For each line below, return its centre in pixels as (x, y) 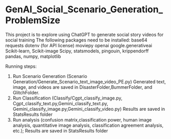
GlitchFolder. (26, 92)
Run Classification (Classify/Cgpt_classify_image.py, (67, 98)
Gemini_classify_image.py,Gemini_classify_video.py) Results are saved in (89, 109)
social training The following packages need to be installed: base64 (76, 40)
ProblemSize (33, 20)
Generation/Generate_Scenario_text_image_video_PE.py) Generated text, (89, 82)
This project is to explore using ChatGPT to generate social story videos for (84, 34)
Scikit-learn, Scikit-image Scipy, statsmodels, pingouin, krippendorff (77, 51)
